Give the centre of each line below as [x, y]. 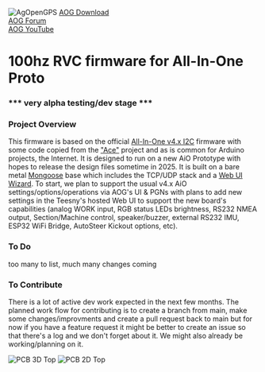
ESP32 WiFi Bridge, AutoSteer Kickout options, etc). [93, 226]
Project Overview [42, 125]
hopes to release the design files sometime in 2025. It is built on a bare [124, 167]
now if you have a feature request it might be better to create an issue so [127, 327]
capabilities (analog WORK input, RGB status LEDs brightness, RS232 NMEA [133, 209]
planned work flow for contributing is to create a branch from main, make [128, 310]
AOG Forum [27, 21]
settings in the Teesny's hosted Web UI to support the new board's [117, 201]
